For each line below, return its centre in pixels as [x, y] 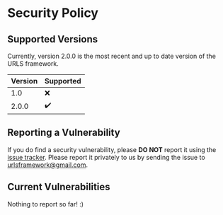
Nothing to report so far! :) [45, 204]
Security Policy [53, 13]
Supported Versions [52, 39]
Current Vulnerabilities [59, 187]
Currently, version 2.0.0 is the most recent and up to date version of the [111, 56]
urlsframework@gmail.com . [48, 165]
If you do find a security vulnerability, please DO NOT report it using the [112, 149]
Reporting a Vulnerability [64, 133]
